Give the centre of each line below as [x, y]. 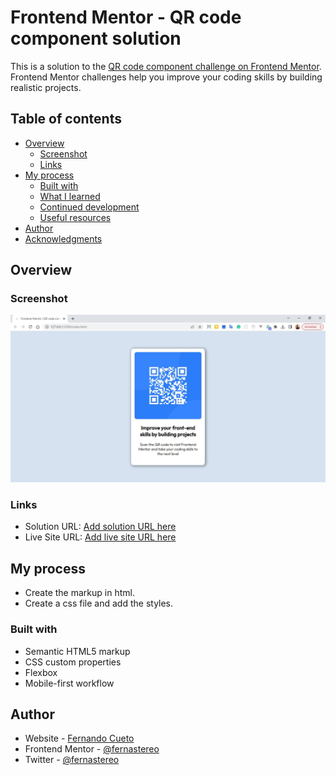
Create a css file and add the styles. [99, 603]
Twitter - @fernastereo [72, 760]
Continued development [89, 207]
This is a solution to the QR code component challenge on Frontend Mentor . [166, 66]
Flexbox [41, 672]
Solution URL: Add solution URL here [100, 527]
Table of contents [66, 119]
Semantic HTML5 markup [77, 651]
